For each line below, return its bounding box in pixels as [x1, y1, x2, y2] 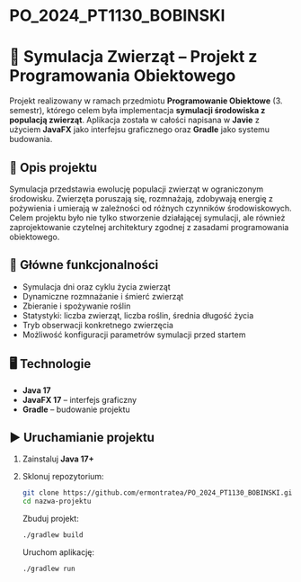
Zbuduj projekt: [22, 514, 79, 524]
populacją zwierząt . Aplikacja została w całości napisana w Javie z [9, 114, 261, 126]
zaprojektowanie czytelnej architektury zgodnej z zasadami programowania [9, 221, 289, 232]
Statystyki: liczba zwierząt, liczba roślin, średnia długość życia [22, 309, 254, 320]
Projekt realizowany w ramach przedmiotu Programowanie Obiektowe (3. [9, 95, 283, 106]
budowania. [9, 134, 53, 145]
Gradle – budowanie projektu [22, 404, 130, 415]
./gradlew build [22, 531, 84, 540]
